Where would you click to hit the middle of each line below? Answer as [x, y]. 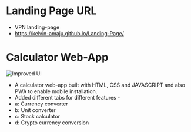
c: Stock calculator [37, 116]
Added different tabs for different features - [67, 97]
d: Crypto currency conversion [52, 123]
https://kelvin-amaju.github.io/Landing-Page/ [69, 33]
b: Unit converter [35, 110]
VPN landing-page [37, 27]
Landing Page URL [51, 11]
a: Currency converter [41, 104]
